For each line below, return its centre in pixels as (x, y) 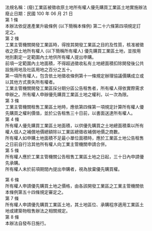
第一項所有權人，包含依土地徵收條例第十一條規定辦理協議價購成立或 (75, 76)
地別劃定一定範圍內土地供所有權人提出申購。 (51, 57)
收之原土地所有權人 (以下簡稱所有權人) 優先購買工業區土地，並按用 (73, 51)
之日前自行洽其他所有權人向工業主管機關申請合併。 (57, 144)
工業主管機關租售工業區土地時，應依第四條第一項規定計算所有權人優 (75, 107)
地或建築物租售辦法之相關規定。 (38, 211)
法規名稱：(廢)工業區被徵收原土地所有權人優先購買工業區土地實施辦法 (76, 7)
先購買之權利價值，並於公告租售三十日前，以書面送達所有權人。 (70, 113)
